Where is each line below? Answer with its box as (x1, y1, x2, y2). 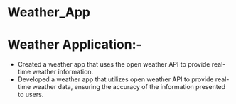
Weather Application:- (7, 37, 142, 53)
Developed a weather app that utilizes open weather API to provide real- (17, 75, 230, 83)
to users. (17, 90, 44, 99)
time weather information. (17, 68, 94, 76)
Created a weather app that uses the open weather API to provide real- (17, 60, 226, 69)
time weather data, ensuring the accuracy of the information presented (17, 83, 226, 91)
